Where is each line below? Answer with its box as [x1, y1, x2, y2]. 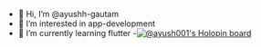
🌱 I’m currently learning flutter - [17, 28, 137, 38]
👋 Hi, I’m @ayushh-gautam [17, 9, 120, 19]
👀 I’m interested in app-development [17, 18, 156, 29]
